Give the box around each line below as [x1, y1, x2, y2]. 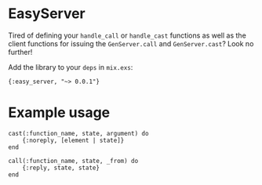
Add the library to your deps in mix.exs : [8, 62, 133, 71]
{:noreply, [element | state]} [22, 136, 125, 144]
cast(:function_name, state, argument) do [8, 129, 149, 137]
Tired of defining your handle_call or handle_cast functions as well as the [8, 31, 247, 40]
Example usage [8, 103, 111, 122]
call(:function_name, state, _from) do [8, 157, 139, 165]
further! [8, 47, 33, 56]
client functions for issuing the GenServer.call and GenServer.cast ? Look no [8, 38, 254, 48]
